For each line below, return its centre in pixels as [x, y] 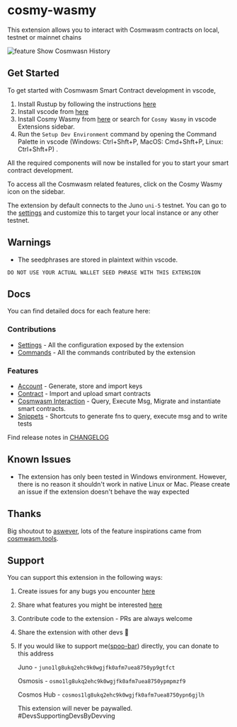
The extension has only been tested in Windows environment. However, [122, 477]
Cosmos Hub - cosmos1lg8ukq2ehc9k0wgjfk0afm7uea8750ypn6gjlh [111, 694]
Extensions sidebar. [46, 127]
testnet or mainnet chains [45, 37]
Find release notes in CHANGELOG [58, 437]
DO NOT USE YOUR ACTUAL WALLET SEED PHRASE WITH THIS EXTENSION [104, 272]
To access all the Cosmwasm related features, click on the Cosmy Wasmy [115, 184]
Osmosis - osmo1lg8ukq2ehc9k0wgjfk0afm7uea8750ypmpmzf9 [102, 681]
